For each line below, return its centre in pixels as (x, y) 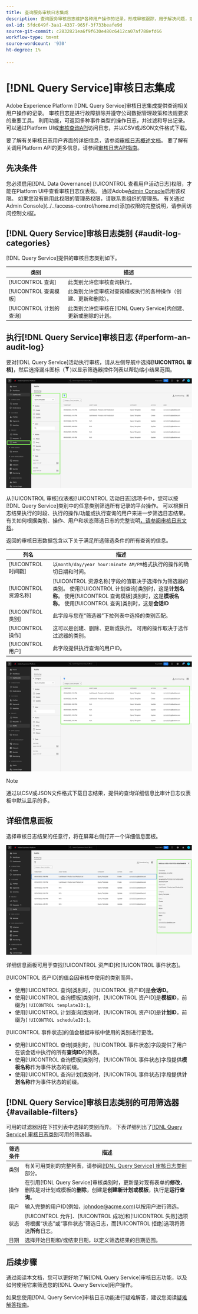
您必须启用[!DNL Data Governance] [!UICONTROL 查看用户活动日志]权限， (96, 183)
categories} (28, 243)
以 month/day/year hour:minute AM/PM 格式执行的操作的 (118, 564)
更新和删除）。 (95, 299)
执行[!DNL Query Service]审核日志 (70, 338)
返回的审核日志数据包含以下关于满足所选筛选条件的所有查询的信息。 (89, 540)
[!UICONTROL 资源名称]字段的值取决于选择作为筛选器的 (121, 581)
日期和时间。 (74, 572)
